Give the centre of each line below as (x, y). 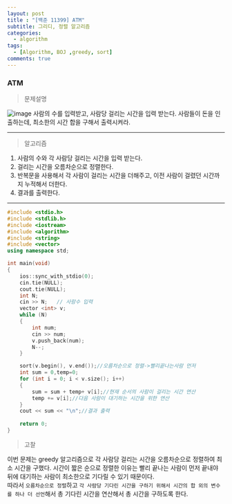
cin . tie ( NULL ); (41, 282)
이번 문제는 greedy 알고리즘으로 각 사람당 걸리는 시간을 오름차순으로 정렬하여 (111, 459)
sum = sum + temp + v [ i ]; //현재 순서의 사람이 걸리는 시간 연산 (114, 392)
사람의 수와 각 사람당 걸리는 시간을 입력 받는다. (80, 158)
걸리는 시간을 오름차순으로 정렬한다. (65, 167)
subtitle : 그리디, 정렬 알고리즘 (49, 26)
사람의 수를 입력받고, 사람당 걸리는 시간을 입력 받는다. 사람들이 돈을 (124, 114)
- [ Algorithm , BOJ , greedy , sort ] (63, 53)
